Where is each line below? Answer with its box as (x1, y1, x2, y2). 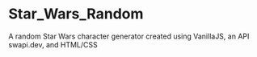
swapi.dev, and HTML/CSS (8, 39, 99, 49)
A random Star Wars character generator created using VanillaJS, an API (8, 31, 250, 41)
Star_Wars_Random (8, 5, 144, 23)
